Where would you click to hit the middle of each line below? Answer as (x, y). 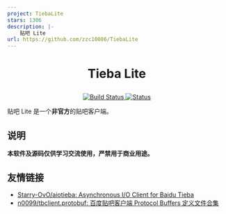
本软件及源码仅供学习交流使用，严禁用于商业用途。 (80, 154)
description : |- (31, 26)
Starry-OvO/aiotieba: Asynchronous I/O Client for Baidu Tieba (106, 195)
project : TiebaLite (35, 14)
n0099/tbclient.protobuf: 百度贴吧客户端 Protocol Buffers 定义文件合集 (118, 203)
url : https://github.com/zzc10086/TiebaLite (73, 40)
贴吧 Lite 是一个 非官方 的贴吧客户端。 (60, 111)
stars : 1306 (24, 20)
